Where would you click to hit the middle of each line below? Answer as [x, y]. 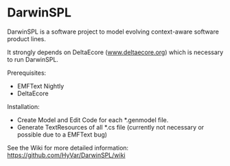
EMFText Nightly [41, 86]
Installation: [23, 106]
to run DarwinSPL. [33, 59]
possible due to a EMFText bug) [62, 134]
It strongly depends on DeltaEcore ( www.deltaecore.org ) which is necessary [115, 52]
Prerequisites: [27, 73]
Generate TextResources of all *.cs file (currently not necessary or [111, 127]
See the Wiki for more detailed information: [68, 147]
